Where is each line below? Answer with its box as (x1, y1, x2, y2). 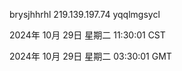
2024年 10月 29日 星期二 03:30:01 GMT (9, 50, 172, 62)
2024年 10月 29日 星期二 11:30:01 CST (9, 29, 166, 41)
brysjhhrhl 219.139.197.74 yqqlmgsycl (9, 9, 161, 20)
